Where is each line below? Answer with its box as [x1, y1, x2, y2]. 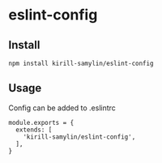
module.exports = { [8, 118, 75, 127]
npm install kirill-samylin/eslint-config [8, 59, 154, 67]
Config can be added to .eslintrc [8, 103, 116, 113]
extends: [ [15, 126, 53, 134]
